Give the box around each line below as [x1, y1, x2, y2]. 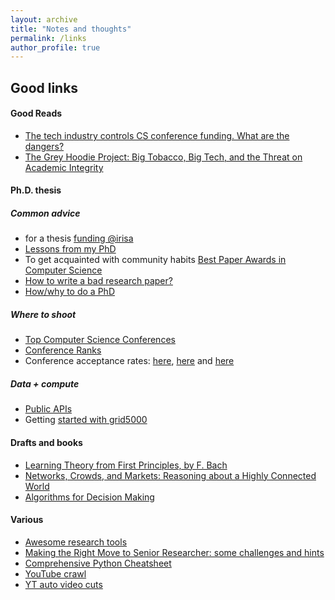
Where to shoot [10, 309, 77, 320]
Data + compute [10, 377, 80, 390]
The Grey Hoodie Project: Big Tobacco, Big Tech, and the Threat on [24, 151, 303, 163]
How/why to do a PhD [24, 286, 115, 298]
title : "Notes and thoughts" [10, 24, 132, 34]
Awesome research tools [24, 536, 128, 548]
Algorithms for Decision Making [24, 491, 155, 503]
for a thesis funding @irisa [24, 232, 134, 245]
